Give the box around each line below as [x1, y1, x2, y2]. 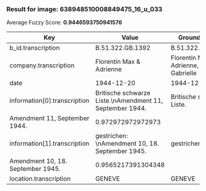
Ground [178, 33, 201, 42]
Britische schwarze [95, 89, 151, 97]
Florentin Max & [95, 58, 141, 66]
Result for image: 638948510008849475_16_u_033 [6, 5, 162, 13]
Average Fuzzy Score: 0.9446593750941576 [6, 19, 123, 26]
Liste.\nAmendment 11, [95, 97, 164, 105]
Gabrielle [170, 69, 197, 78]
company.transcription [9, 61, 75, 70]
